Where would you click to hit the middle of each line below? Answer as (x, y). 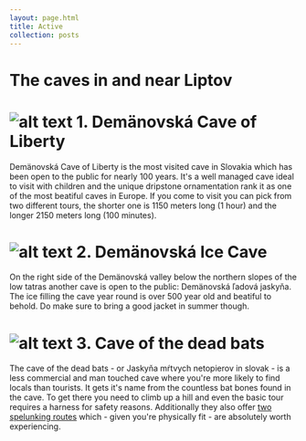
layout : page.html (44, 18)
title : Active (37, 26)
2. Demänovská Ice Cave (172, 252)
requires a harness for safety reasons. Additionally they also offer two (141, 407)
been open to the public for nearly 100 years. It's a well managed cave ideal (152, 176)
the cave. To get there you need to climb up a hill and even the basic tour (147, 397)
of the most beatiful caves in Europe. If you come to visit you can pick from (151, 195)
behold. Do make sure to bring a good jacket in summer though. (129, 306)
